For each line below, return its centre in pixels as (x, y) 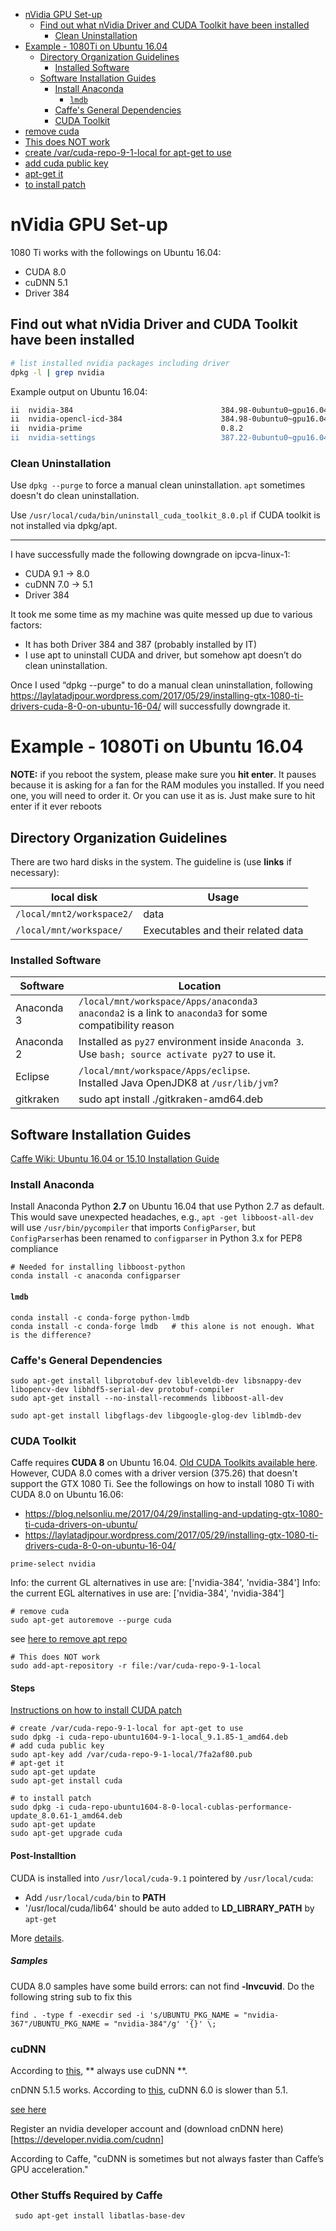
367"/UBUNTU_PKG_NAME (55, 2024)
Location (200, 986)
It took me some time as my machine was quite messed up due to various (161, 615)
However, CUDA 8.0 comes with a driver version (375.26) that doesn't (154, 1473)
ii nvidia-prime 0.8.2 (127, 429)
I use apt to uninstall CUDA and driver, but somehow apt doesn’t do (163, 655)
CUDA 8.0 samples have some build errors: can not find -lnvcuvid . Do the (162, 1986)
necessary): (35, 873)
